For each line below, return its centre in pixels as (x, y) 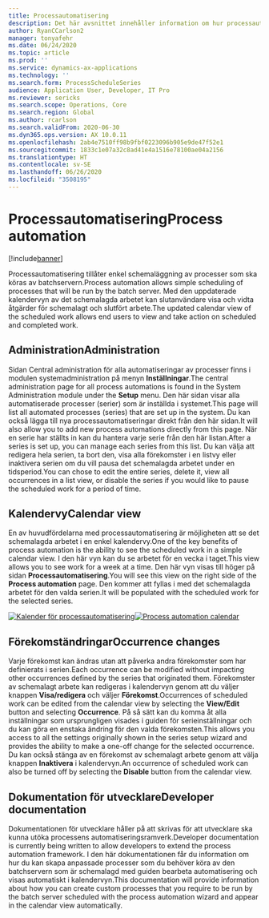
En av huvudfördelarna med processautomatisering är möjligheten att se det (134, 533)
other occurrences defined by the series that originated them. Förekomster (132, 678)
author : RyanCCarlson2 (46, 30)
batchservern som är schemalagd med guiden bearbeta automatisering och (133, 872)
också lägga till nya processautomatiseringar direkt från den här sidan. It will (133, 421)
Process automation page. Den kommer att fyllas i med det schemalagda (129, 584)
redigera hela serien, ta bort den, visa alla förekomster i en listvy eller (122, 454)
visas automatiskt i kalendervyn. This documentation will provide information (134, 880)
